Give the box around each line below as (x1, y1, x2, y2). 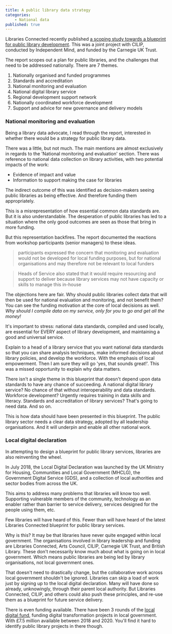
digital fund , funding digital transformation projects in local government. (5, 612, 158, 618)
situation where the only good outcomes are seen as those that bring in (5, 219, 157, 225)
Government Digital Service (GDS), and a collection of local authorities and (5, 475, 163, 481)
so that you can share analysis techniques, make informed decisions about (5, 349, 163, 355)
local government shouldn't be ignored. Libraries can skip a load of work (5, 574, 159, 581)
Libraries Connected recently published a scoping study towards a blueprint (5, 36, 166, 42)
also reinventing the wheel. (5, 454, 63, 460)
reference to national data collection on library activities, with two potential (5, 156, 163, 162)
